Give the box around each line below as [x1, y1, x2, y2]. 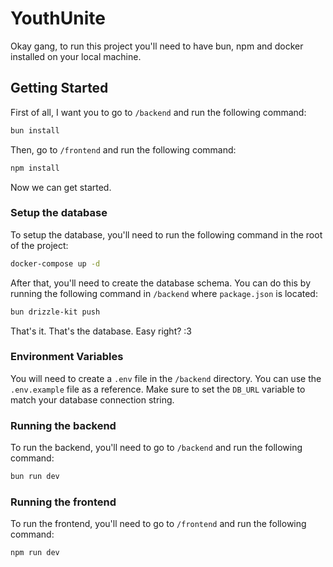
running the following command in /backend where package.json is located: [10, 287, 318, 299]
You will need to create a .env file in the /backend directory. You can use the [10, 372, 322, 384]
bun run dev [10, 472, 60, 482]
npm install [10, 163, 60, 173]
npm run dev [10, 548, 60, 558]
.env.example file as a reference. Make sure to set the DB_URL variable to [10, 383, 306, 395]
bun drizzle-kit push [10, 307, 101, 317]
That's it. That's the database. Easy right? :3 [10, 325, 192, 337]
